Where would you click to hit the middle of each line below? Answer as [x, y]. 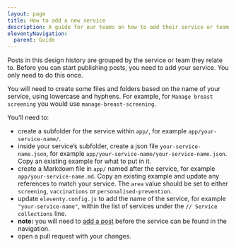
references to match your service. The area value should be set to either [123, 183]
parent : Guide [34, 40]
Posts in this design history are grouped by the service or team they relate [115, 60]
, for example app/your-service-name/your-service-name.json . [137, 154]
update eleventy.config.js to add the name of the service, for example [122, 199]
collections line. [42, 214]
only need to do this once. [45, 76]
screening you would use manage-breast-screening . [82, 104]
